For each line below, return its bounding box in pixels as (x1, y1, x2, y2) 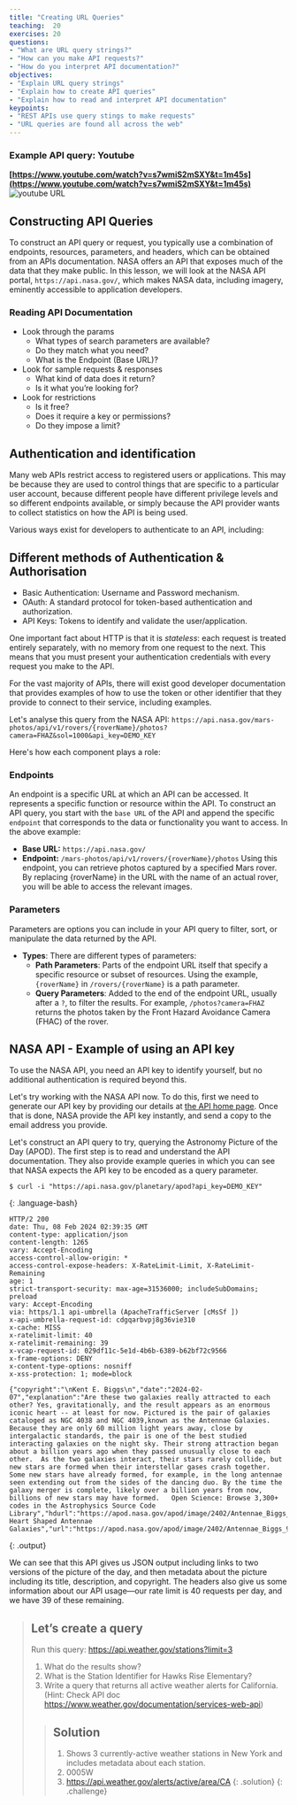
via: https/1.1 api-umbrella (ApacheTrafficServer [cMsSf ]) (9, 1307, 240, 1317)
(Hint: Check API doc (43, 1690, 121, 1701)
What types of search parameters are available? (34, 336, 210, 346)
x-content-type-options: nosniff (9, 1362, 133, 1371)
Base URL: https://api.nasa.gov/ (21, 844, 146, 854)
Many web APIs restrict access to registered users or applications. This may (9, 470, 286, 481)
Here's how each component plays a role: (9, 747, 161, 758)
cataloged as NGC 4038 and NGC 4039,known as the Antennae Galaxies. (9, 1416, 271, 1425)
